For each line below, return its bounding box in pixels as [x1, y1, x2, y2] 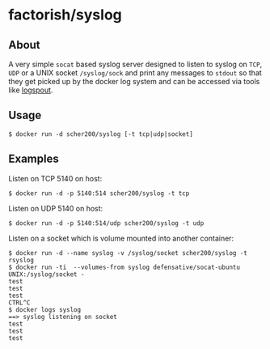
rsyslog [8, 256, 35, 264]
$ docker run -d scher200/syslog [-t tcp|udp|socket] [8, 130, 194, 138]
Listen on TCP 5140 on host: [8, 173, 103, 183]
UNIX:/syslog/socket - [8, 270, 85, 279]
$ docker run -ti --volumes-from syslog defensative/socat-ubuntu [8, 263, 241, 271]
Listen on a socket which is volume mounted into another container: [8, 233, 234, 243]
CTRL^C [8, 298, 31, 307]
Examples [8, 152, 59, 166]
